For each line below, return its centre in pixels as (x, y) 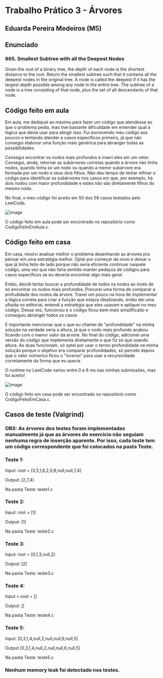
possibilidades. (20, 148)
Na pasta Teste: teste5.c (29, 657)
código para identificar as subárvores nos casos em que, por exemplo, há (79, 178)
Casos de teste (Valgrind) (45, 415)
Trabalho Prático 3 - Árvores (64, 10)
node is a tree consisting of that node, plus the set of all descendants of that (81, 90)
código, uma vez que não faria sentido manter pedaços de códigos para (77, 269)
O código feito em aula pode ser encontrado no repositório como (70, 222)
